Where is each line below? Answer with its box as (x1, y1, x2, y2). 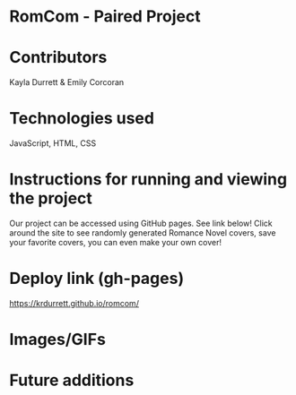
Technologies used (9, 108, 155, 129)
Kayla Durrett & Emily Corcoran (9, 77, 125, 88)
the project (9, 188, 92, 209)
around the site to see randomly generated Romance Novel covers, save (9, 228, 276, 238)
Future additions (9, 370, 135, 391)
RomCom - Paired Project (9, 6, 201, 27)
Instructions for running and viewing (9, 169, 288, 190)
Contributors (9, 47, 108, 68)
